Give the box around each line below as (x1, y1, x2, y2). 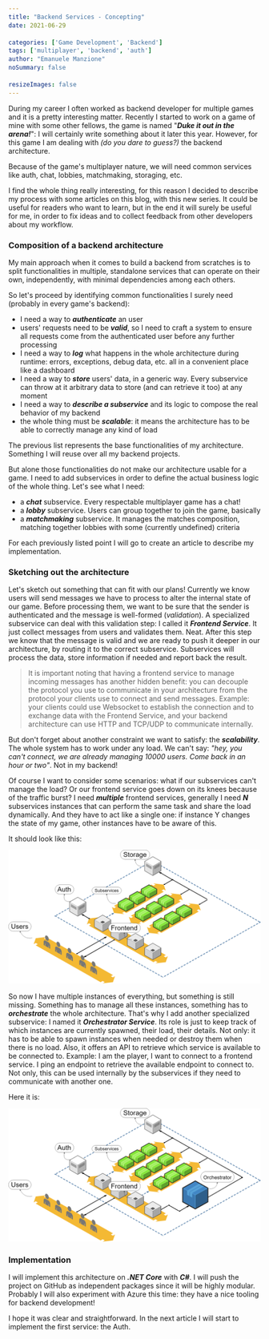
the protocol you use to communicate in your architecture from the (27, 686, 248, 695)
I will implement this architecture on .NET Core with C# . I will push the (8, 1273, 239, 1282)
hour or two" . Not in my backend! (8, 761, 118, 770)
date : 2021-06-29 (8, 21, 66, 30)
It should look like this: (8, 834, 82, 844)
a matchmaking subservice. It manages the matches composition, (19, 513, 240, 524)
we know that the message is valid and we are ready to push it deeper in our (8, 636, 260, 645)
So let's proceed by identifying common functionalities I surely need (8, 290, 234, 300)
